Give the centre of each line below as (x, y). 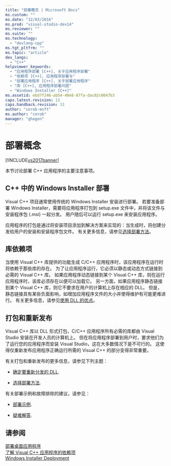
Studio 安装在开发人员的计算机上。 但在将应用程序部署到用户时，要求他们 (82, 338)
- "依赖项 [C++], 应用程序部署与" (42, 76)
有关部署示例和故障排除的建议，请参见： (48, 394)
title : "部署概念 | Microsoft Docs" (42, 10)
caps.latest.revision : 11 (33, 100)
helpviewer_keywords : (28, 67)
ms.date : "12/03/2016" (29, 19)
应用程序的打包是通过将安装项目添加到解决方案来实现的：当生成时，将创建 (83, 225)
